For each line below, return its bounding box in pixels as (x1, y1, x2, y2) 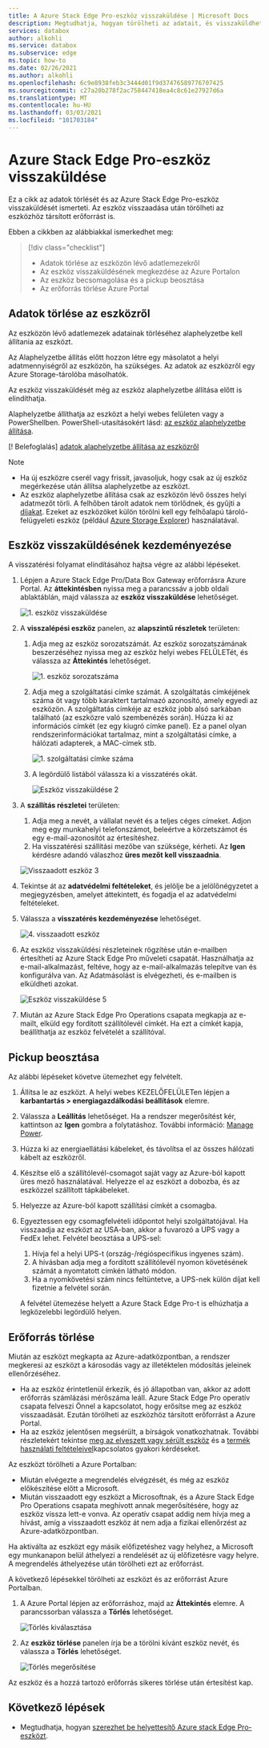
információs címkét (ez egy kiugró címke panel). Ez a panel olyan (31, 722, 247, 731)
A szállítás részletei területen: (19, 800, 120, 811)
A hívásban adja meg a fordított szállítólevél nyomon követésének (31, 1258, 248, 1267)
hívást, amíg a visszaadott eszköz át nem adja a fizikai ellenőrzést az (19, 1518, 247, 1527)
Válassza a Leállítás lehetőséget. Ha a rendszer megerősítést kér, (19, 1112, 236, 1121)
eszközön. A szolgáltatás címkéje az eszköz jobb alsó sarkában (31, 704, 242, 714)
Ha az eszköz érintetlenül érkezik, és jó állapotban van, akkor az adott (19, 1384, 251, 1394)
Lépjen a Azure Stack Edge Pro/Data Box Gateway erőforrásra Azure (19, 575, 247, 585)
